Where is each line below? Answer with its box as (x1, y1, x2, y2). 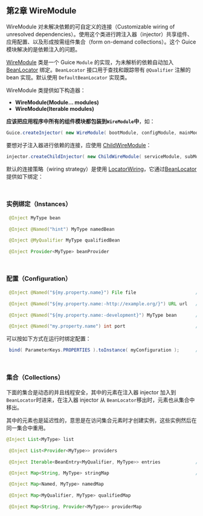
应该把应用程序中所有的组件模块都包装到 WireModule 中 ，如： (6, 117, 155, 125)
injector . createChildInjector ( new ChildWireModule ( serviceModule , (6, 153, 182, 159)
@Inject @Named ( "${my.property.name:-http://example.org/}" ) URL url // (8, 300, 201, 307)
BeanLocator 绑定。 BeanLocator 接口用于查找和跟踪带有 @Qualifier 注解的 (6, 66, 192, 73)
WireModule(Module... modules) (14, 99, 100, 106)
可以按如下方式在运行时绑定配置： (6, 335, 91, 342)
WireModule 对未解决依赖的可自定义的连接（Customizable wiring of (6, 23, 175, 30)
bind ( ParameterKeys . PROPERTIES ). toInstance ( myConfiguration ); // (8, 347, 201, 353)
